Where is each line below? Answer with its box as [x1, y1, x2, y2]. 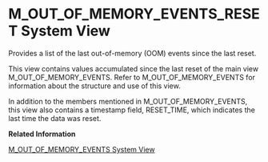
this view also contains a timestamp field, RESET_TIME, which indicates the [8, 105, 256, 115]
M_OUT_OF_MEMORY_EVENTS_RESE [8, 5, 260, 23]
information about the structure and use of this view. [8, 81, 182, 91]
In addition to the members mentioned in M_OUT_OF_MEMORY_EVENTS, [8, 96, 248, 106]
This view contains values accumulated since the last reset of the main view [8, 63, 258, 73]
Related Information [8, 129, 76, 139]
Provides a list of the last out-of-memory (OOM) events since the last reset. [8, 48, 257, 58]
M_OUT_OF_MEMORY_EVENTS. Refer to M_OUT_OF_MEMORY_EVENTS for [8, 72, 256, 82]
